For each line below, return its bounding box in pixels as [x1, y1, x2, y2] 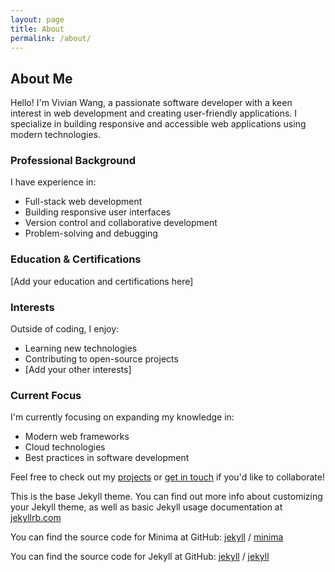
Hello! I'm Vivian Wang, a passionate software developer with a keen [10, 97, 293, 109]
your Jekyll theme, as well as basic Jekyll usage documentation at [10, 501, 283, 513]
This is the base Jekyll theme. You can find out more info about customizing [10, 491, 323, 503]
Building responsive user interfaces [24, 206, 172, 218]
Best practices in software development [24, 452, 190, 464]
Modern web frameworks [24, 431, 130, 443]
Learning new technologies [24, 342, 138, 355]
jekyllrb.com [10, 512, 62, 524]
